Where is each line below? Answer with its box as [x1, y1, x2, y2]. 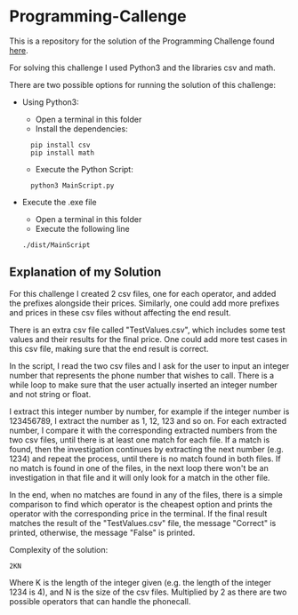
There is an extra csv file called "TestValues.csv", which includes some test [9, 324, 286, 335]
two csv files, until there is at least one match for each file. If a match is [9, 434, 270, 445]
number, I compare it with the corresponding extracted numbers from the [9, 425, 278, 435]
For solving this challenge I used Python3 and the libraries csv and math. [9, 62, 276, 73]
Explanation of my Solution [9, 265, 162, 280]
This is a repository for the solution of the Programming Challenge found [9, 36, 275, 46]
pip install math [30, 148, 95, 157]
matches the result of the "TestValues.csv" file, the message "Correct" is [9, 517, 277, 528]
